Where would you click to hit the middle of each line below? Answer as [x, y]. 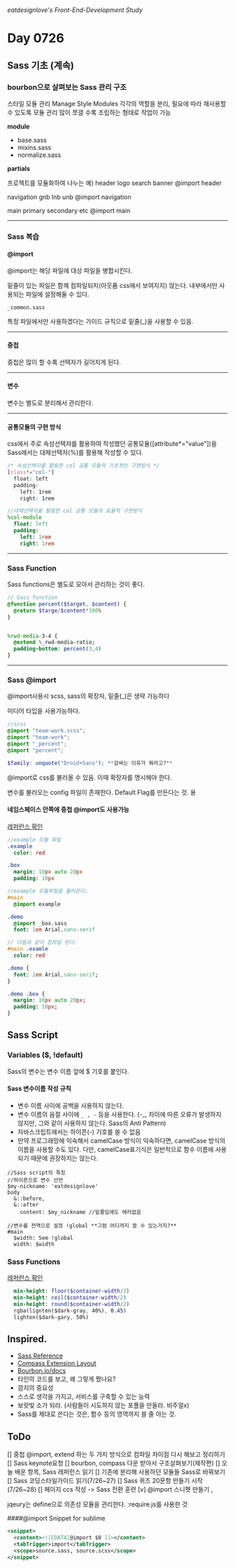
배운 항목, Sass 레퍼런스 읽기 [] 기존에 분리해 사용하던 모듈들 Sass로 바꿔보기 [120, 1472]
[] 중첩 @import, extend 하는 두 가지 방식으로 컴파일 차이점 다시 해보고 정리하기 [116, 1454]
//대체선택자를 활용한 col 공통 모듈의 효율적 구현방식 [75, 511]
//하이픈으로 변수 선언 [35, 1180]
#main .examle [28, 949]
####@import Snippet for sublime [56, 1518]
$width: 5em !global [43, 1238]
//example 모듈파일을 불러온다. [48, 891]
